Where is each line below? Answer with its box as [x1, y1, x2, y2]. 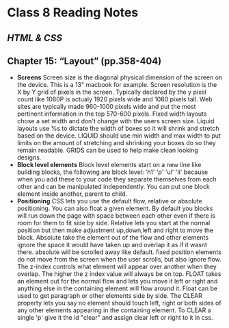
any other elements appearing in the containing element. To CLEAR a [16, 306, 211, 314]
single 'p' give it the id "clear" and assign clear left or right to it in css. [16, 314, 213, 322]
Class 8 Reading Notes [7, 5, 139, 21]
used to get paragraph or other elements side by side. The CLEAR [16, 292, 203, 300]
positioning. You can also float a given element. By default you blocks [16, 204, 213, 213]
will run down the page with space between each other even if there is [16, 212, 215, 220]
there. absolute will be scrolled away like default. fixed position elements [16, 248, 222, 256]
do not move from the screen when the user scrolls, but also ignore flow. [16, 255, 222, 264]
